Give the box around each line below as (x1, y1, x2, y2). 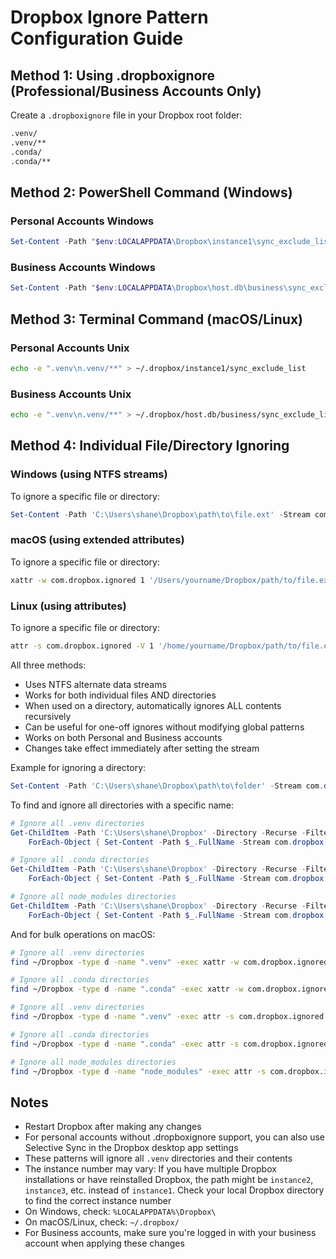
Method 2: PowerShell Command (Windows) (10, 184, 293, 201)
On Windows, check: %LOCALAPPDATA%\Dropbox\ (24, 1206, 217, 1218)
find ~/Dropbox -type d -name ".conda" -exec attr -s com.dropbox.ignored (10, 1039, 329, 1049)
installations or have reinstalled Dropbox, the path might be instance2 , (24, 1174, 314, 1186)
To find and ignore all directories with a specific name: (10, 799, 234, 811)
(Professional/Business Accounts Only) (10, 82, 262, 100)
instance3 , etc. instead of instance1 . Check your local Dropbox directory (24, 1184, 325, 1196)
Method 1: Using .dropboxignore (10, 67, 215, 84)
